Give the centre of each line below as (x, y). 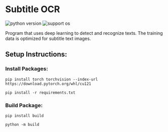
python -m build (22, 124)
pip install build (24, 116)
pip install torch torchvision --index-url (52, 79)
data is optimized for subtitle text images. (48, 38)
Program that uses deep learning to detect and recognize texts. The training (84, 33)
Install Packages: (27, 69)
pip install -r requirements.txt (40, 93)
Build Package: (24, 105)
